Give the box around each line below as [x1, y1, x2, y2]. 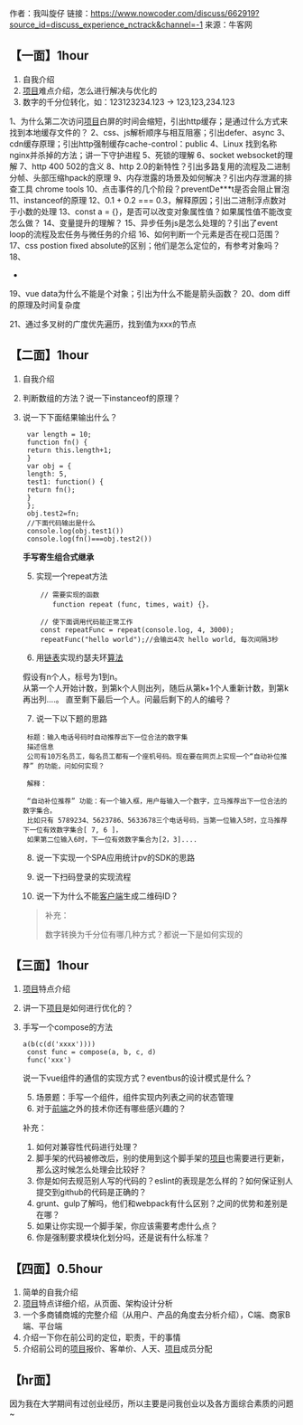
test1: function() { [26, 477, 104, 486]
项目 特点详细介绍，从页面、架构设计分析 [22, 1298, 173, 1309]
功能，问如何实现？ [43, 761, 106, 770]
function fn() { [26, 438, 88, 447]
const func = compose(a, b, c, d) [26, 1048, 157, 1057]
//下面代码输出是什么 [26, 518, 96, 527]
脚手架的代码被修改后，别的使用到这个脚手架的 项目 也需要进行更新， [35, 1153, 289, 1164]
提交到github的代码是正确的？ [35, 1187, 147, 1198]
